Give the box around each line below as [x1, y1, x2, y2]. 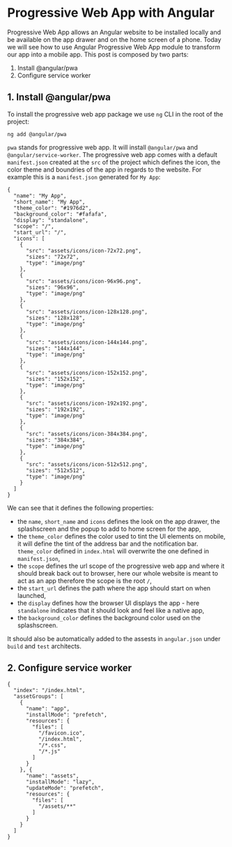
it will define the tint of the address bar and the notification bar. [17, 539, 199, 548]
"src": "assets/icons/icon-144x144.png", [25, 338, 148, 346]
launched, [17, 591, 47, 599]
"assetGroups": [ [13, 693, 64, 700]
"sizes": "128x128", [25, 314, 86, 322]
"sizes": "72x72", [25, 253, 79, 260]
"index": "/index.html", [13, 687, 86, 694]
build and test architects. [7, 642, 82, 650]
